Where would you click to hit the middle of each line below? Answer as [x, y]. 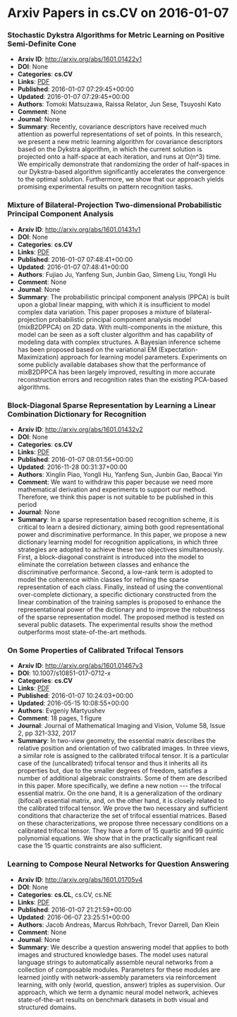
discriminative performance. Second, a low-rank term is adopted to [115, 572]
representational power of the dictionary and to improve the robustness [121, 609]
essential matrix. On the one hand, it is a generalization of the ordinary [120, 793]
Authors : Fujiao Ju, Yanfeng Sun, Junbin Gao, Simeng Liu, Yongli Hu [117, 274]
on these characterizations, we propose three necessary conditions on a [123, 823]
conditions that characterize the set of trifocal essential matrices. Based [122, 816]
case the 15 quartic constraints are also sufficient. [90, 846]
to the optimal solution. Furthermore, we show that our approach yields [121, 179]
